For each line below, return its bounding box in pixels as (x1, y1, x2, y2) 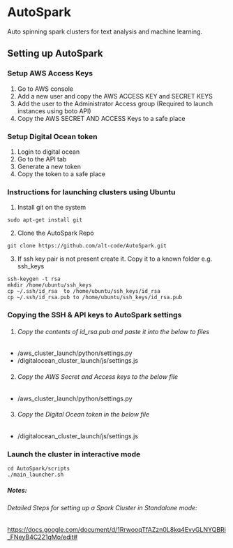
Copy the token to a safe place (17, 169, 106, 178)
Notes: (7, 486, 28, 494)
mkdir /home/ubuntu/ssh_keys (7, 282, 92, 289)
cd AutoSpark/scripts (7, 466, 70, 473)
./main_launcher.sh (7, 471, 64, 479)
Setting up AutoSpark (7, 48, 103, 59)
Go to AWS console (17, 85, 73, 93)
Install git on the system (17, 203, 87, 212)
